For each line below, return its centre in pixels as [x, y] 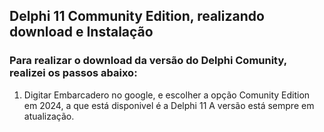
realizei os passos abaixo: [73, 73]
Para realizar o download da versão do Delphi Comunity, [148, 61]
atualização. [49, 116]
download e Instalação [81, 32]
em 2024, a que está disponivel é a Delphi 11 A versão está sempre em [169, 105]
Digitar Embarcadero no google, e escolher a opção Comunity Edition [167, 95]
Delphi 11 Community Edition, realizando [137, 16]
